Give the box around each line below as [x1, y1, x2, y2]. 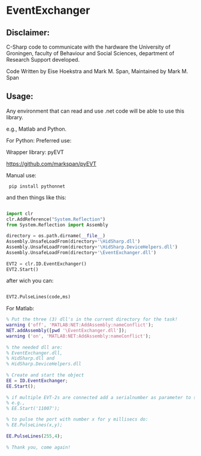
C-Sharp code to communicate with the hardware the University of [6, 43, 170, 50]
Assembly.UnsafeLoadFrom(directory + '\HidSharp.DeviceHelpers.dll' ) [6, 244, 178, 250]
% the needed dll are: [6, 344, 63, 351]
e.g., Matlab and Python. [6, 125, 67, 132]
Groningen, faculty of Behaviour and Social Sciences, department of [6, 50, 175, 57]
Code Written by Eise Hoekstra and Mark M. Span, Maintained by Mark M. [6, 68, 188, 75]
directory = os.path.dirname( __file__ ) [6, 233, 106, 239]
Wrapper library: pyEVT [6, 148, 65, 156]
